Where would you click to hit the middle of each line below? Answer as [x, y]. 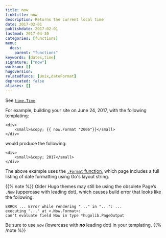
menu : [11, 43]
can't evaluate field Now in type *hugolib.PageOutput [65, 215]
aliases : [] [18, 86]
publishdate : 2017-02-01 [32, 29]
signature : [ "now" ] [26, 62]
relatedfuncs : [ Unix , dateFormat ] [41, 76]
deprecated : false [25, 81]
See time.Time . [21, 100]
